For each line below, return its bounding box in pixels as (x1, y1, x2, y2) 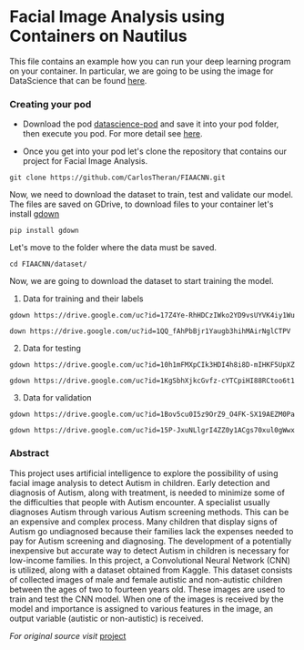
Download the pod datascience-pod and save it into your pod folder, (22, 118, 279, 129)
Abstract (9, 447, 50, 460)
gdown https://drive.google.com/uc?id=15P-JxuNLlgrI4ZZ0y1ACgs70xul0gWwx (9, 426, 296, 435)
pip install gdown (9, 226, 79, 236)
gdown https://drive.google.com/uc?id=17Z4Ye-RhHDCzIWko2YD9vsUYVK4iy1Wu (9, 311, 296, 320)
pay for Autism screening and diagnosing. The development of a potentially (9, 535, 292, 546)
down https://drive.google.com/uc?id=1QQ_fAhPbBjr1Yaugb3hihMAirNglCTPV (9, 327, 291, 336)
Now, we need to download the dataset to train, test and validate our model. (9, 189, 294, 200)
